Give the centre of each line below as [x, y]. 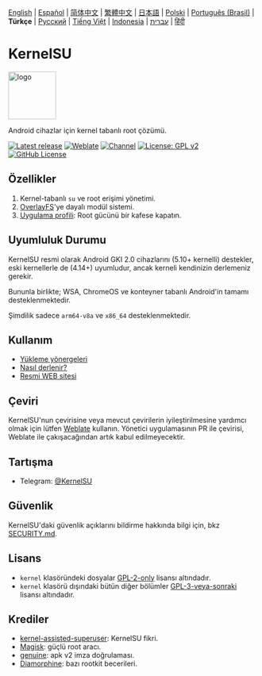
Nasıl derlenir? [43, 367]
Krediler [29, 619]
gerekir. [21, 276]
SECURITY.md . [33, 533]
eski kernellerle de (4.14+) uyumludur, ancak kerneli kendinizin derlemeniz [130, 267]
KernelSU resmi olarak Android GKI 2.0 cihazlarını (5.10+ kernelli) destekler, [131, 259]
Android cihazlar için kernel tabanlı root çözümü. [87, 130]
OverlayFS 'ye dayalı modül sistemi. [77, 206]
